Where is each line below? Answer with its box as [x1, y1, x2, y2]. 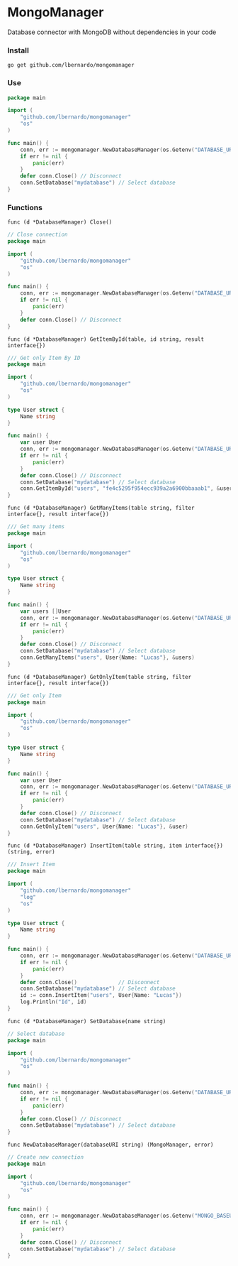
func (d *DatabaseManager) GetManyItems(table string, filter [7, 505, 195, 512]
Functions [7, 202, 42, 212]
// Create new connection [7, 1154, 84, 1161]
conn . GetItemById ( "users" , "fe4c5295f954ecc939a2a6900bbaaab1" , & [20, 485, 220, 492]
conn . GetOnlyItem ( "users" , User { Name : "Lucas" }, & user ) [20, 823, 189, 830]
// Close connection [7, 231, 69, 239]
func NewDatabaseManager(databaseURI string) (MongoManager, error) [7, 1141, 214, 1149]
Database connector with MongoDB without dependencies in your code [7, 28, 217, 36]
